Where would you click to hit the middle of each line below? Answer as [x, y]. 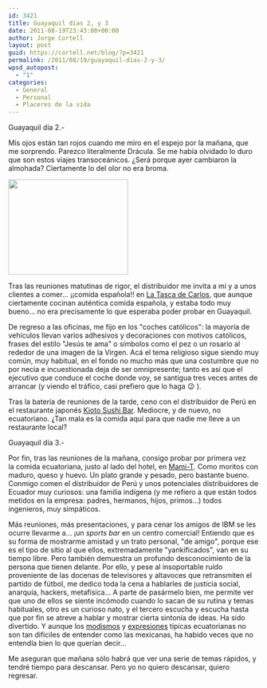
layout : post [30, 45]
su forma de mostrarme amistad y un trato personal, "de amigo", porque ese [133, 542]
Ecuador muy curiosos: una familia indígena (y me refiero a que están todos [133, 492]
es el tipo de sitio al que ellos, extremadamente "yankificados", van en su [128, 550]
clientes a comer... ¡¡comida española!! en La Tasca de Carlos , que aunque [130, 295]
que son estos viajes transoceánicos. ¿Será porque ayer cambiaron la [122, 160]
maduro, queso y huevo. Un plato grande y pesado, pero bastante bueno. [129, 475]
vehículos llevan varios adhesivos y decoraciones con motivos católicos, [128, 335]
